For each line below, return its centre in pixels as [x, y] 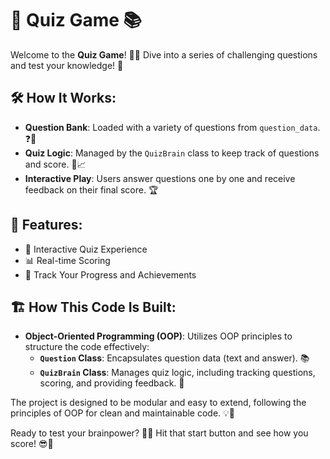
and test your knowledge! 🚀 [67, 65]
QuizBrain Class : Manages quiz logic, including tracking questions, [177, 373]
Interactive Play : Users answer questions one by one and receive [160, 178]
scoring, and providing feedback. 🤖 [112, 383]
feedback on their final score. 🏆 [91, 189]
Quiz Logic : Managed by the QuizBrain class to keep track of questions [172, 153]
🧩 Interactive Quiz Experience [86, 249]
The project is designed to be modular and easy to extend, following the [158, 403]
